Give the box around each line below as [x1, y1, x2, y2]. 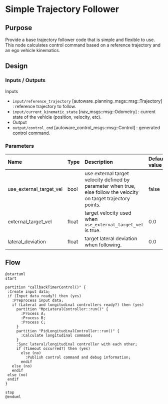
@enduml [5, 394, 21, 399]
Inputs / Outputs [5, 77, 46, 84]
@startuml [5, 271, 26, 276]
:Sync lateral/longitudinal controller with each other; [16, 341, 137, 346]
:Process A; [20, 311, 46, 316]
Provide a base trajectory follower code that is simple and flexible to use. [5, 37, 155, 43]
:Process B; [20, 315, 46, 320]
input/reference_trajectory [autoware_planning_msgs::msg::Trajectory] [12, 98, 162, 104]
